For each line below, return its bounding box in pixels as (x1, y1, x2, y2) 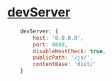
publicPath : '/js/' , (33, 54, 94, 61)
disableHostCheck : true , (33, 48, 106, 55)
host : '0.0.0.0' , (33, 34, 84, 41)
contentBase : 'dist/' (33, 61, 97, 68)
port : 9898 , (33, 40, 69, 48)
